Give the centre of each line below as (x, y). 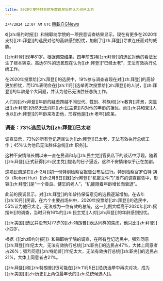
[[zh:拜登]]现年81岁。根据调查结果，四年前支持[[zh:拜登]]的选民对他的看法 (79, 57)
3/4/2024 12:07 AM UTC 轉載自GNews (42, 24)
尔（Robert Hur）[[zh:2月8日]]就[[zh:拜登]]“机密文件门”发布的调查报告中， (79, 178)
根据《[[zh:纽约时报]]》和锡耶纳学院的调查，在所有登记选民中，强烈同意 (77, 239)
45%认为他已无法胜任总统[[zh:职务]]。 (52, 145)
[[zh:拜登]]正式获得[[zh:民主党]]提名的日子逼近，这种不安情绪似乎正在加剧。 (81, 161)
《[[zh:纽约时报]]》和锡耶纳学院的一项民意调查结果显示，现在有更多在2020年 (81, 34)
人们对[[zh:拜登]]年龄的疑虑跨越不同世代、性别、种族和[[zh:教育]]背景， (77, 101)
